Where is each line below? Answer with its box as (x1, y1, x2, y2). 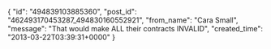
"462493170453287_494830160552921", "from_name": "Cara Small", (7, 15, 239, 25)
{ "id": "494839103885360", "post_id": (7, 7, 137, 16)
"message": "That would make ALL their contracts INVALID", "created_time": (7, 24, 264, 33)
